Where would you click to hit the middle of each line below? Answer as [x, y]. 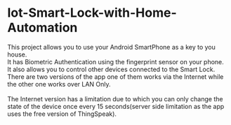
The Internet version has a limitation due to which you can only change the [115, 98]
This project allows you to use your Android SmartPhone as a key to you [111, 47]
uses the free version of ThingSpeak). [62, 114]
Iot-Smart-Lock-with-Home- [92, 13]
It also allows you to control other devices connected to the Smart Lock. [111, 69]
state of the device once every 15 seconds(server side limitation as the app [116, 106]
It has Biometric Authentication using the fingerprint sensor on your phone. [116, 61]
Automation [42, 28]
